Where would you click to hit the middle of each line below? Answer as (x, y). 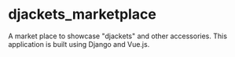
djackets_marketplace (83, 14)
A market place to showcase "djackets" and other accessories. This (118, 36)
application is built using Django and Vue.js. (79, 44)
